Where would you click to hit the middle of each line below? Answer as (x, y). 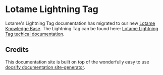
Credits (17, 50)
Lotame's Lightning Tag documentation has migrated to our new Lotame (80, 23)
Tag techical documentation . (35, 34)
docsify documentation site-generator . (45, 67)
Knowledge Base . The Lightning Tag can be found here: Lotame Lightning (82, 28)
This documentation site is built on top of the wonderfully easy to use (77, 62)
